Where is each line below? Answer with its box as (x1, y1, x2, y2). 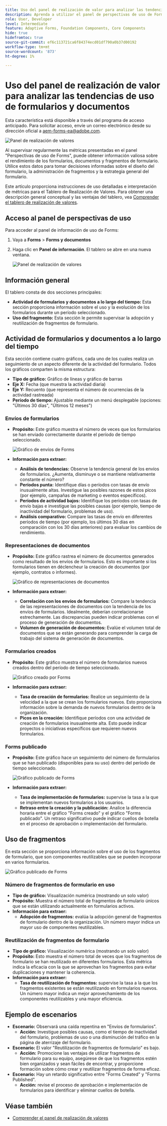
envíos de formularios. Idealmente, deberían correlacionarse (19, 609, 144, 615)
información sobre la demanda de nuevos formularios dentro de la (19, 704, 156, 710)
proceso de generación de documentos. (19, 620, 102, 626)
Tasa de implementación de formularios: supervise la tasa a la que (19, 794, 159, 800)
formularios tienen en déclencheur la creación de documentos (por (12, 564, 150, 570)
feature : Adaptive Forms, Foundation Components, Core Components (5, 26, 146, 31)
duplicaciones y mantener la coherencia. (12, 969, 96, 975)
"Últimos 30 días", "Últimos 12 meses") (12, 402, 92, 408)
